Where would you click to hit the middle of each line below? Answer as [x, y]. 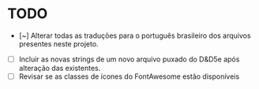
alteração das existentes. [60, 68]
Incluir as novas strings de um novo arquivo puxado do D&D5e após [129, 59]
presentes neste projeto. [59, 43]
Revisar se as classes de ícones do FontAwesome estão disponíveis [129, 76]
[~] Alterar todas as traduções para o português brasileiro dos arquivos [135, 35]
